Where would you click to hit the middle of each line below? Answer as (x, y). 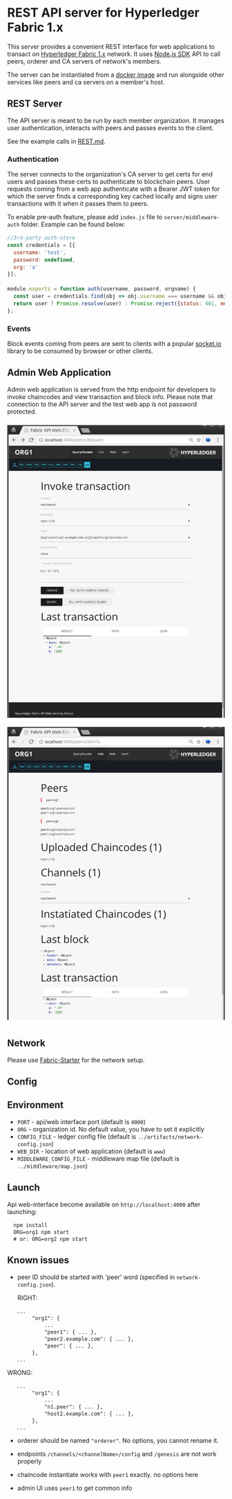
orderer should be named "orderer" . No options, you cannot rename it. (118, 1440)
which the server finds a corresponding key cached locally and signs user (112, 196)
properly (29, 1461)
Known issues (38, 1260)
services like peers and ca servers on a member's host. (86, 82)
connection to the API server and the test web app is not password (102, 404)
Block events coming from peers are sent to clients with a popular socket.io (114, 343)
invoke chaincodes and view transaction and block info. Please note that (110, 396)
